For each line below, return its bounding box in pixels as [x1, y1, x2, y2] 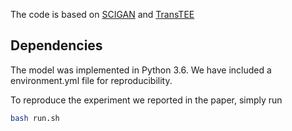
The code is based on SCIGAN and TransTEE [10, 9, 195, 20]
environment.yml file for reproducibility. [10, 74, 173, 86]
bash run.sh [10, 113, 60, 123]
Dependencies [10, 37, 103, 54]
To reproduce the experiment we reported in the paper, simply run [10, 94, 283, 106]
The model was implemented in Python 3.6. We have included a [10, 64, 272, 76]
